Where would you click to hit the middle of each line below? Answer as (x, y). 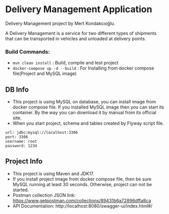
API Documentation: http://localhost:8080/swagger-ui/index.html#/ (82, 206)
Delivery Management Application (79, 9)
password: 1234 (21, 146)
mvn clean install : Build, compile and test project (66, 63)
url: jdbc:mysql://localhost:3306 (42, 133)
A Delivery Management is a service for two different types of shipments (81, 33)
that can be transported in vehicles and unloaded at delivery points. (76, 39)
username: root (21, 141)
